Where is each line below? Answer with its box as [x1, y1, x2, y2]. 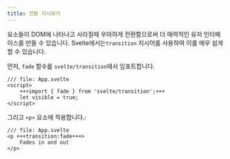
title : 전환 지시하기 [7, 10, 61, 17]
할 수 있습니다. [7, 47, 46, 55]
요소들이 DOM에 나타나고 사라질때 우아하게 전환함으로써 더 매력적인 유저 [7, 30, 202, 38]
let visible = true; [19, 94, 79, 101]
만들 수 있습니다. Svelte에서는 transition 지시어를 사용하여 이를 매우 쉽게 [25, 39, 223, 47]
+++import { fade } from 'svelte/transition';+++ [19, 88, 166, 95]
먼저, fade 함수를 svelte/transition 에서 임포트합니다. [7, 62, 155, 70]
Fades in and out [19, 139, 70, 146]
